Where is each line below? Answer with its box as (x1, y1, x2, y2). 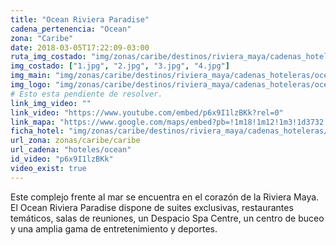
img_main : (10, 71, 52, 81)
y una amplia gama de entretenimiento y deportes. (10, 222, 218, 235)
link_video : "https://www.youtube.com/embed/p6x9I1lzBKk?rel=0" (10, 107, 284, 118)
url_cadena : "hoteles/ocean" (10, 145, 132, 155)
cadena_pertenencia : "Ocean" (10, 24, 132, 34)
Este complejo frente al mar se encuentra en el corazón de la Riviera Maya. (10, 191, 320, 203)
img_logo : (10, 80, 52, 90)
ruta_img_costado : (10, 52, 87, 62)
